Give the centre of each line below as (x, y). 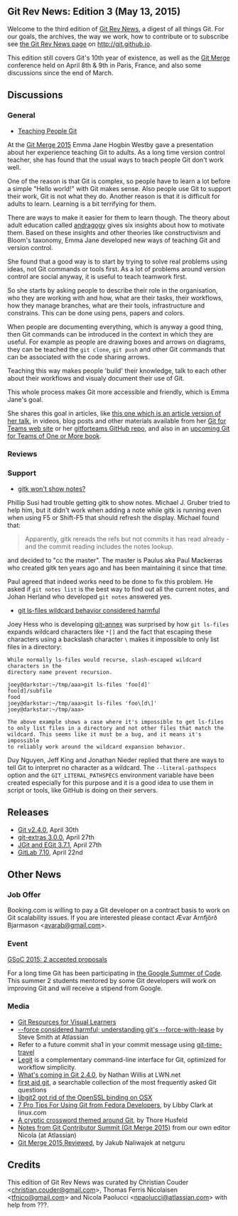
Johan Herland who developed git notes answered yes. (90, 597)
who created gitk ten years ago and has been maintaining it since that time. (117, 568)
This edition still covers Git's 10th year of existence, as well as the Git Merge (119, 58)
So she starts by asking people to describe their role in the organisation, (113, 290)
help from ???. (28, 1205)
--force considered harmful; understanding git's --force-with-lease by (120, 1029)
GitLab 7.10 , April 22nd (50, 852)
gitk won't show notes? (52, 489)
